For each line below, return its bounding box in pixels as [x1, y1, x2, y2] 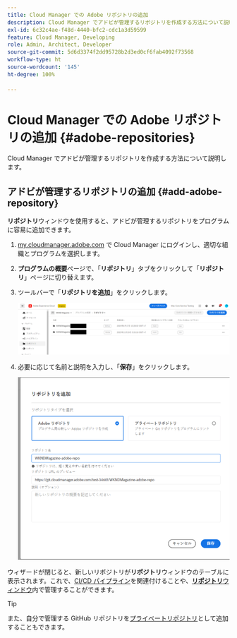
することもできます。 [7, 622, 69, 631]
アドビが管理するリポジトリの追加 [7, 186, 156, 198]
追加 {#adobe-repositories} [32, 129, 195, 145]
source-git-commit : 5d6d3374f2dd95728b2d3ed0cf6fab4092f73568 [7, 49, 194, 56]
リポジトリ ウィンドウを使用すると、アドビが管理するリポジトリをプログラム [7, 217, 230, 225]
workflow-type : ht [7, 56, 61, 64]
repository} [7, 197, 59, 209]
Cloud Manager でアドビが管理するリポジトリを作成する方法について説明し [7, 154, 227, 162]
